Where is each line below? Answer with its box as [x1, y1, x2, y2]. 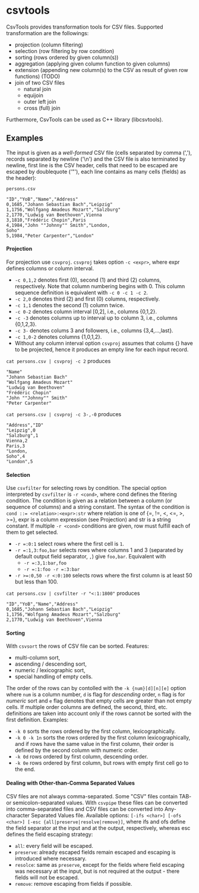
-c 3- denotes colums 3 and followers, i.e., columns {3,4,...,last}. [14, 327, 173, 334]
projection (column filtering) [14, 41, 83, 48]
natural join [23, 85, 52, 92]
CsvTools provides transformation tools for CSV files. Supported [6, 23, 163, 30]
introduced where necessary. [14, 855, 87, 862]
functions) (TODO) [14, 73, 61, 80]
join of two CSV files [14, 79, 65, 86]
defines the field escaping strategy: [6, 830, 93, 838]
